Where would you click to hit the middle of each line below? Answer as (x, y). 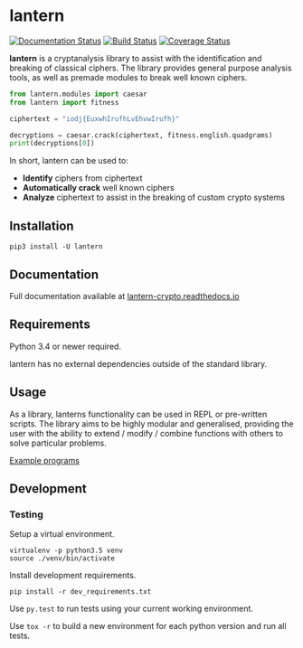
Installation (42, 225)
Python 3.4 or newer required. (66, 346)
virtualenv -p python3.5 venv (66, 551)
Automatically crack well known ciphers (98, 188)
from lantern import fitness (64, 102)
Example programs (44, 460)
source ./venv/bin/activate (62, 559)
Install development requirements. (73, 576)
